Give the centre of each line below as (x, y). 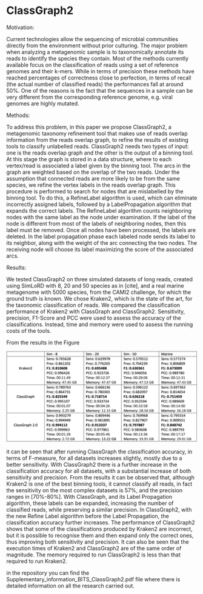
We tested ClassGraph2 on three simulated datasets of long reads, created (99, 279)
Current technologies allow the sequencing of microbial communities (92, 39)
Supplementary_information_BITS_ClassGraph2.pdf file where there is (93, 579)
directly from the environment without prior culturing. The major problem (97, 45)
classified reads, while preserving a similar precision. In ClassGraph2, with (99, 510)
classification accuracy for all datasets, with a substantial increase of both (99, 471)
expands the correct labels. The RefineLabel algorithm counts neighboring (99, 210)
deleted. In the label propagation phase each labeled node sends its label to (101, 236)
